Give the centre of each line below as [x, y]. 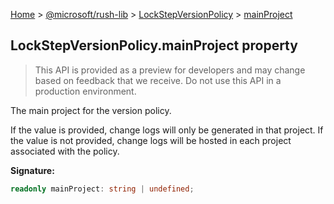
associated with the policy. [65, 151]
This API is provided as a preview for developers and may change [170, 70]
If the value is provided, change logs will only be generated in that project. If [167, 130]
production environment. [85, 91]
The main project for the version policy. [91, 110]
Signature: [32, 170]
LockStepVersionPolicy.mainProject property [154, 45]
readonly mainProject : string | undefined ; [102, 189]
